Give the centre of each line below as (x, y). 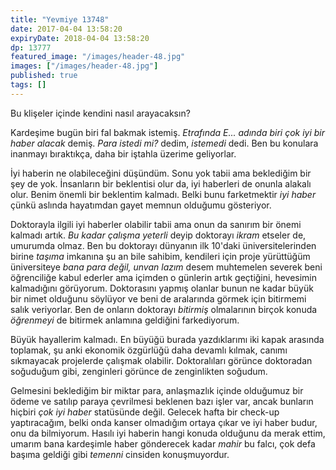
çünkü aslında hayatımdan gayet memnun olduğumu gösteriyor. (141, 205)
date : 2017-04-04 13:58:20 (66, 29)
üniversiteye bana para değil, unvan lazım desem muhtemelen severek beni (166, 267)
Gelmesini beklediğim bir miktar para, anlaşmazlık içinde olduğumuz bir (157, 390)
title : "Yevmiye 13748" (60, 19)
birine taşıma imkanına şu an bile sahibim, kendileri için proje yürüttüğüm (160, 256)
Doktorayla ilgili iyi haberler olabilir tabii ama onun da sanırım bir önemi (156, 224)
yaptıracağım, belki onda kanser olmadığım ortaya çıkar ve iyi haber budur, (164, 422)
